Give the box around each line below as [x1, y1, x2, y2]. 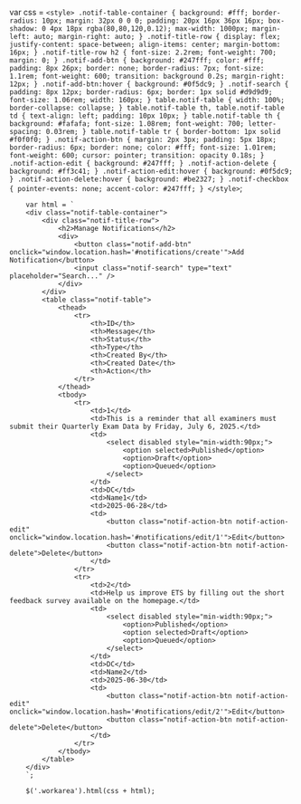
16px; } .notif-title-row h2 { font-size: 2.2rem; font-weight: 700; [9, 48, 277, 57]
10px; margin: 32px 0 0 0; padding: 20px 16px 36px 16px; [42, 16, 265, 25]
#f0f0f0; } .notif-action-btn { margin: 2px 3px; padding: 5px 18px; [9, 135, 277, 144]
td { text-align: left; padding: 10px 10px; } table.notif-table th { [9, 111, 281, 120]
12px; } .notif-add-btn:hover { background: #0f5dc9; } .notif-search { [9, 80, 289, 89]
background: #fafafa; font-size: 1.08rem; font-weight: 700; [9, 120, 245, 129]
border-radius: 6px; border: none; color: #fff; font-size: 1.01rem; [9, 143, 277, 152]
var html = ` [25, 200, 75, 209]
